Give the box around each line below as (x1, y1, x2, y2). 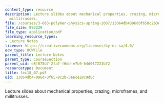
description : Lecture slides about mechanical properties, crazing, (5, 12, 147, 17)
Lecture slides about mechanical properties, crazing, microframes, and (5, 88, 148, 94)
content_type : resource (5, 7, 54, 12)
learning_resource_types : (5, 34, 58, 39)
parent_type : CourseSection (5, 57, 62, 62)
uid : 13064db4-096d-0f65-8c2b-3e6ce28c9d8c (5, 75, 95, 80)
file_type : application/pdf (5, 30, 62, 34)
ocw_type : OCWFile (5, 48, 42, 52)
